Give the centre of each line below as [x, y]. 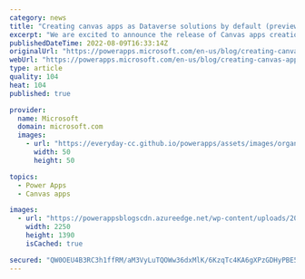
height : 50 [54, 160]
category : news [38, 18]
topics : [24, 177]
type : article [36, 69]
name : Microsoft [48, 119]
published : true [40, 93]
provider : [28, 110]
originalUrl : [34, 52]
